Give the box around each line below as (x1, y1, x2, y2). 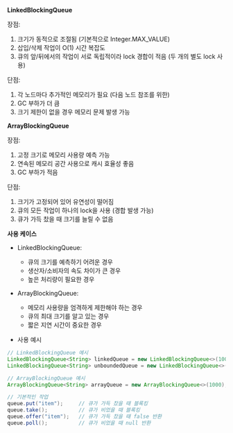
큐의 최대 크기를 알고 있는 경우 (27, 312, 110, 320)
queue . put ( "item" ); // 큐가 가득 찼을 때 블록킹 (7, 400, 148, 407)
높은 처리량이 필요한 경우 (27, 275, 95, 283)
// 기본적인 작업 (7, 393, 49, 401)
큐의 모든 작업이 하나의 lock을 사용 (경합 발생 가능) (17, 206, 154, 214)
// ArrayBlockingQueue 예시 (7, 375, 85, 382)
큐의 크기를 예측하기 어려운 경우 (27, 258, 113, 266)
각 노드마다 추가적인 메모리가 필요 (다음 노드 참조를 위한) (17, 90, 170, 99)
